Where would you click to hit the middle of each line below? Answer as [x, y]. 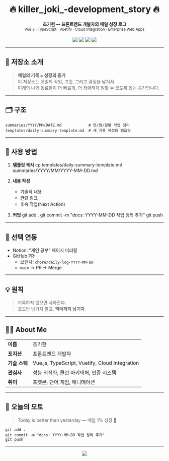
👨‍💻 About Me [26, 330]
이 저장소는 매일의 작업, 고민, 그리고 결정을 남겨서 [66, 81]
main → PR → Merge [41, 268]
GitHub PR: [24, 256]
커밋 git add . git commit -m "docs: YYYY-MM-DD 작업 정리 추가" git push [88, 215]
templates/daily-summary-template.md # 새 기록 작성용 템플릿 [68, 130]
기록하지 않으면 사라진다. [42, 303]
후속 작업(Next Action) [43, 204]
